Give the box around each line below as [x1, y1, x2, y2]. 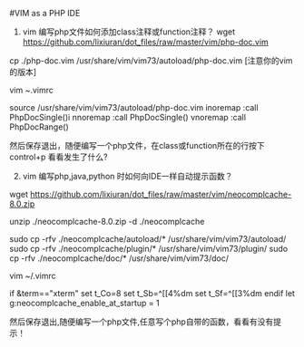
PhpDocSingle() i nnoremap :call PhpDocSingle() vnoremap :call [9, 112, 247, 122]
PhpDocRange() [9, 121, 70, 132]
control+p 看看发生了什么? [9, 151, 108, 162]
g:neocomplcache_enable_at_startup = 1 [9, 298, 161, 308]
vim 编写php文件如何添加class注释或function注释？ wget [22, 26, 236, 37]
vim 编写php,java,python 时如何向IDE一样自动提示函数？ [22, 171, 233, 181]
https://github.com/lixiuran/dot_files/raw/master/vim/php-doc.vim [22, 36, 270, 47]
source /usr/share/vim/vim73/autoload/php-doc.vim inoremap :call [9, 102, 259, 112]
